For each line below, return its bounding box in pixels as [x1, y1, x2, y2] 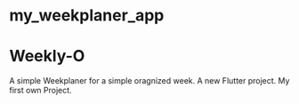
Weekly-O [9, 46, 85, 67]
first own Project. [9, 85, 73, 96]
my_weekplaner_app [9, 5, 165, 26]
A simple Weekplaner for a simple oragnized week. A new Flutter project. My [9, 76, 290, 86]
